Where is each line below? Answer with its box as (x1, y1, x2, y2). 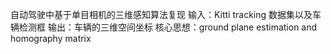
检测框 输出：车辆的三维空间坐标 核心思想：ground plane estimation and (18, 21, 318, 33)
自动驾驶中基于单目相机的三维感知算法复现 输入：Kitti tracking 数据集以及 (10, 9, 313, 20)
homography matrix (10, 33, 92, 44)
